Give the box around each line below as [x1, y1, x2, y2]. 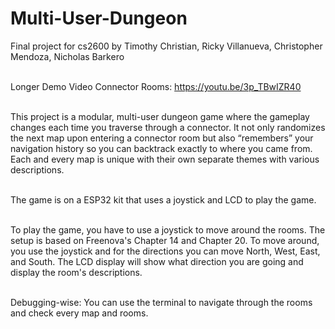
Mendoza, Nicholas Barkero [10, 50, 125, 62]
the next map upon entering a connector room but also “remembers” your [10, 132, 314, 144]
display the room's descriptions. [10, 266, 143, 278]
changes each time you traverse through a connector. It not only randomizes [10, 121, 326, 133]
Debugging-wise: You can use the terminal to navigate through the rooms [10, 296, 313, 308]
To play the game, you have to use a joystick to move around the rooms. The [10, 223, 326, 236]
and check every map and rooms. [10, 307, 149, 319]
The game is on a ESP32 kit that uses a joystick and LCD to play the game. [10, 193, 317, 206]
